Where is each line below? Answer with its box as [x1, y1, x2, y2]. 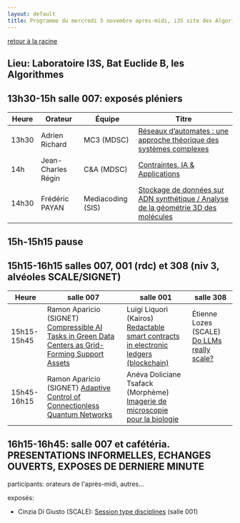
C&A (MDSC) [83, 164, 128, 174]
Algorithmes [7, 68, 64, 81]
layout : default [7, 10, 56, 18]
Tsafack [126, 378, 154, 388]
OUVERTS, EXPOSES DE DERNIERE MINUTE [7, 461, 205, 473]
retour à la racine [7, 36, 58, 45]
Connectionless [46, 400, 100, 410]
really [191, 344, 211, 354]
